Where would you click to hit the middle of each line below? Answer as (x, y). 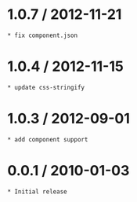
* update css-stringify (46, 87)
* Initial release (37, 191)
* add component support (48, 139)
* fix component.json (43, 35)
